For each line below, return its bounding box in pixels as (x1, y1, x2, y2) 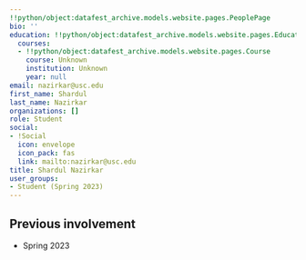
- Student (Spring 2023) (9, 183, 104, 192)
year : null (25, 73, 67, 82)
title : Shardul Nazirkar (9, 165, 104, 175)
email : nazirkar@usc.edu (9, 81, 104, 90)
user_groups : (9, 174, 59, 183)
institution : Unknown (25, 65, 107, 74)
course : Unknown (25, 55, 88, 65)
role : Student (9, 115, 64, 124)
